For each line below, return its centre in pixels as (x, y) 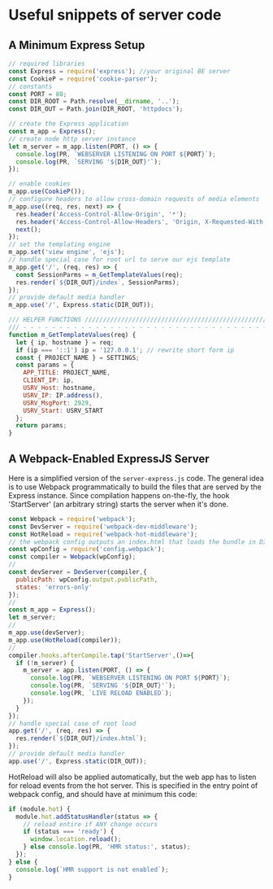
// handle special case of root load (72, 723)
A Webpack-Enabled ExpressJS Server (109, 459)
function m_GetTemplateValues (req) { (72, 335)
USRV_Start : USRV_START (63, 410)
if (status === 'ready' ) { (69, 832)
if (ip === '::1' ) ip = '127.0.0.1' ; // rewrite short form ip (125, 350)
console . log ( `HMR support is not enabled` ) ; (92, 869)
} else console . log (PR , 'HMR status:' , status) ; (107, 847)
